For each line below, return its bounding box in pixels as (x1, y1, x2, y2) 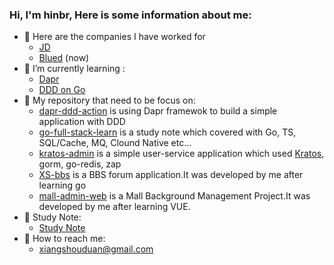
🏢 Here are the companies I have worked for (23, 31, 206, 43)
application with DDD (38, 116, 126, 128)
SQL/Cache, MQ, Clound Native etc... (38, 137, 192, 149)
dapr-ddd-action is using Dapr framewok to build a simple (38, 105, 278, 117)
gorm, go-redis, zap (38, 158, 122, 170)
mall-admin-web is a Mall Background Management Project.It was (38, 190, 311, 202)
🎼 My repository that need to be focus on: (23, 94, 196, 107)
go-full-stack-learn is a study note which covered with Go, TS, (38, 126, 297, 138)
